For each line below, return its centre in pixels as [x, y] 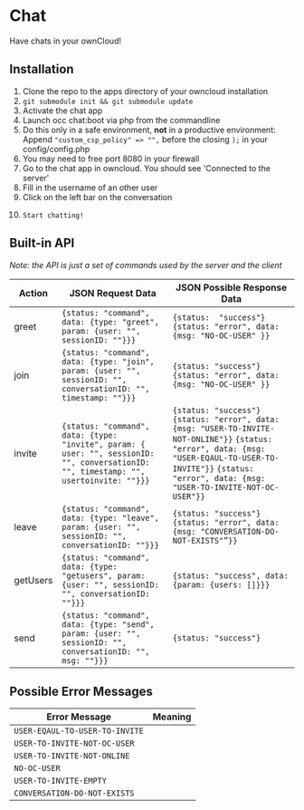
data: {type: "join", [109, 362]
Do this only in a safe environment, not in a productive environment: [149, 130]
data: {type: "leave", [111, 518]
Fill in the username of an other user [90, 188]
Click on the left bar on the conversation [97, 197]
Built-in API [42, 243]
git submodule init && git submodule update [108, 101]
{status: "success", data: [231, 575]
